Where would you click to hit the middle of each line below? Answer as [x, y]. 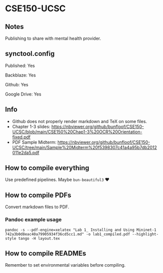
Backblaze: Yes [21, 75]
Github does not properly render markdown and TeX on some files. [80, 121]
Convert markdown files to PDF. [37, 207]
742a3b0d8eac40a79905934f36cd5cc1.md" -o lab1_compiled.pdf [68, 234]
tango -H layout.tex [39, 238]
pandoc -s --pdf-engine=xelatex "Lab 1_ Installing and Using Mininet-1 [81, 230]
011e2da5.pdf [26, 152]
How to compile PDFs [38, 195]
